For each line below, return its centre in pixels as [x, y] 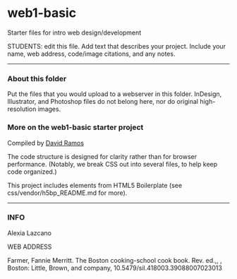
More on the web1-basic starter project [75, 127]
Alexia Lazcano [29, 233]
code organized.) [32, 172]
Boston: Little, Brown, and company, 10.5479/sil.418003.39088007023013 [115, 268]
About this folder [37, 78]
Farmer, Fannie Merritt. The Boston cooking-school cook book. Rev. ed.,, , [115, 260]
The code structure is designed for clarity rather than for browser [102, 156]
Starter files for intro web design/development [74, 32]
